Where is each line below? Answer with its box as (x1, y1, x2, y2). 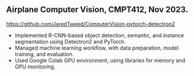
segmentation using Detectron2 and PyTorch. (14, 38, 126, 45)
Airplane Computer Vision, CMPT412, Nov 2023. (6, 5, 189, 15)
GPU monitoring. (14, 63, 56, 70)
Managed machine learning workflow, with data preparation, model (14, 44, 179, 51)
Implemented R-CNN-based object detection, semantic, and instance (14, 32, 185, 39)
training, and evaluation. (14, 50, 74, 58)
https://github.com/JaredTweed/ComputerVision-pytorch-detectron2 (6, 20, 175, 27)
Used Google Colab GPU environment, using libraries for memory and (14, 57, 186, 64)
